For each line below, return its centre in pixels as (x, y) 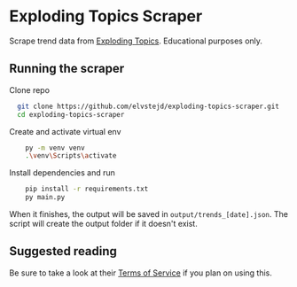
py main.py (45, 198)
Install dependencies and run (62, 173)
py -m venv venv (55, 148)
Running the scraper (67, 69)
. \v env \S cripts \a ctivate (71, 156)
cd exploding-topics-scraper (71, 114)
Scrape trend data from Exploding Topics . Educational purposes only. (136, 41)
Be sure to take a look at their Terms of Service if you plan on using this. (141, 273)
